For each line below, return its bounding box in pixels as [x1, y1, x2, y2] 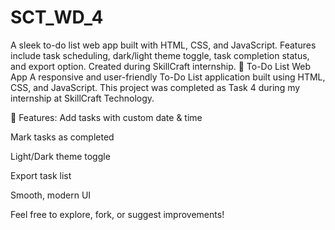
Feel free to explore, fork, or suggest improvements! [10, 208, 225, 220]
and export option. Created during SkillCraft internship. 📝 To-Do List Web [10, 60, 312, 72]
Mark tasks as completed [10, 131, 115, 143]
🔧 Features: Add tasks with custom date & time [10, 111, 203, 123]
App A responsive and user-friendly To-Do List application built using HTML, [10, 71, 326, 83]
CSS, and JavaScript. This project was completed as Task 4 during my [10, 81, 301, 93]
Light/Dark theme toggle [10, 150, 111, 162]
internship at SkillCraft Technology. [10, 92, 155, 104]
